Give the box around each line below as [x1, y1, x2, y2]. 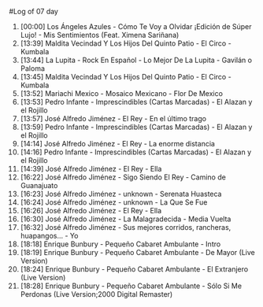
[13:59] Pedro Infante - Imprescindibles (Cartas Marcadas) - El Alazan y [20, 122, 253, 131]
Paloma [20, 64, 46, 73]
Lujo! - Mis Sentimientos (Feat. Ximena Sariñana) [20, 31, 180, 39]
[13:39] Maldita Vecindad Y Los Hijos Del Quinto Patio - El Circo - [20, 39, 232, 48]
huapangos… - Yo [20, 231, 79, 240]
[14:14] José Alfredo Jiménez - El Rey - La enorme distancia [20, 139, 216, 148]
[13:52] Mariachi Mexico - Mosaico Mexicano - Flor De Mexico [20, 89, 224, 98]
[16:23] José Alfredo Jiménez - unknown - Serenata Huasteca [20, 189, 222, 198]
